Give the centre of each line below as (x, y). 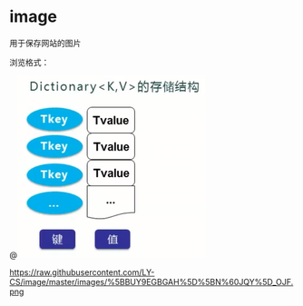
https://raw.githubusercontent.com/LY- (82, 272)
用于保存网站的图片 (45, 43)
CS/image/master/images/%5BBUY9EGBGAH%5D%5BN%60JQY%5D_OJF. (151, 281)
